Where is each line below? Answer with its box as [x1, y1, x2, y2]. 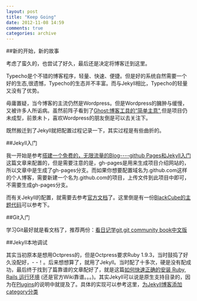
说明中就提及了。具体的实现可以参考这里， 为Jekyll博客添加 [39, 281, 182, 288]
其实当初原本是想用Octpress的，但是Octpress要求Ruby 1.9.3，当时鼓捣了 [6, 252, 183, 259]
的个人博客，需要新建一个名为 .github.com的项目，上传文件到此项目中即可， [6, 174, 190, 181]
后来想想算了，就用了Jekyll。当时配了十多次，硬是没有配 [48, 259, 186, 266]
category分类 [6, 288, 38, 295]
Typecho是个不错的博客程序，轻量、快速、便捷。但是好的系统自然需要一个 [6, 72, 187, 80]
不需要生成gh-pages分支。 [6, 181, 72, 188]
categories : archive [6, 31, 57, 37]
